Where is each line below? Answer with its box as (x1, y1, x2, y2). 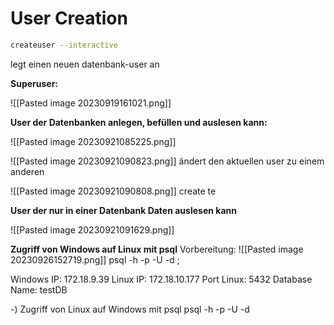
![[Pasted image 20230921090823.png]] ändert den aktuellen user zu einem (10, 155, 325, 167)
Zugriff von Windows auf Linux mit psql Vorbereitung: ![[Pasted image (10, 243, 304, 255)
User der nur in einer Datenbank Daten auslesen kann (10, 204, 237, 216)
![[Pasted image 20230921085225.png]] (10, 135, 177, 147)
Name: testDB (10, 283, 68, 296)
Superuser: (10, 77, 59, 89)
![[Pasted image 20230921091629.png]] (10, 223, 175, 236)
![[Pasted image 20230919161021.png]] (10, 97, 172, 109)
